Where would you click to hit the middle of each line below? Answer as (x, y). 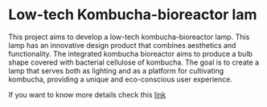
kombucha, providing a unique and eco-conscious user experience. (121, 79)
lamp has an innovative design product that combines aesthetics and (122, 45)
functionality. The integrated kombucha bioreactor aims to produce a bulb (131, 53)
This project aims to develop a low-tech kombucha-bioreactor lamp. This (129, 37)
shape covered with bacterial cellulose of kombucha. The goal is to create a (134, 62)
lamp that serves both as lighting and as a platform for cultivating (116, 70)
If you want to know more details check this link (87, 94)
